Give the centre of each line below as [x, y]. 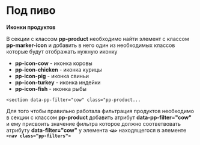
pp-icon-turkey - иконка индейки [58, 82]
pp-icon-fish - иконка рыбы [51, 88]
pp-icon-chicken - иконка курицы [58, 69]
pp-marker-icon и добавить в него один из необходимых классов [91, 45]
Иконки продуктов [31, 27]
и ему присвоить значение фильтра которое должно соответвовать [94, 123]
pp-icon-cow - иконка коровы [54, 63]
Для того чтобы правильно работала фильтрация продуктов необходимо [100, 111]
